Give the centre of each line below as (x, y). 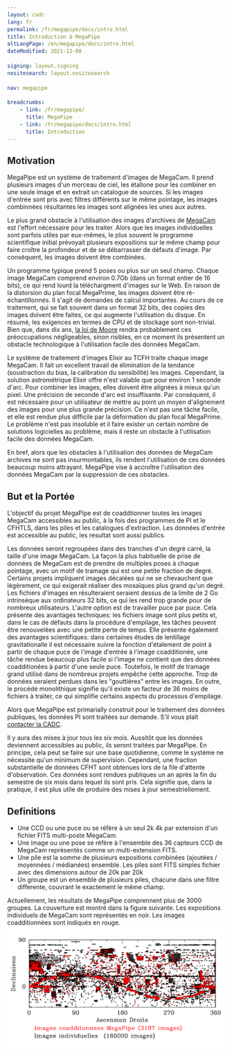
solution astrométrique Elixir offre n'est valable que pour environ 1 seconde (114, 380)
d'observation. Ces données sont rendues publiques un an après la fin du (112, 775)
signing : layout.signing (43, 66)
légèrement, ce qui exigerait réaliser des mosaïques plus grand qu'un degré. (116, 586)
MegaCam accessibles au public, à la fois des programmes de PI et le (106, 521)
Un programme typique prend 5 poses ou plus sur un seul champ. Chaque (113, 271)
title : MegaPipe (49, 117)
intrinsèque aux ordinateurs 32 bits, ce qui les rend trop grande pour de (109, 600)
